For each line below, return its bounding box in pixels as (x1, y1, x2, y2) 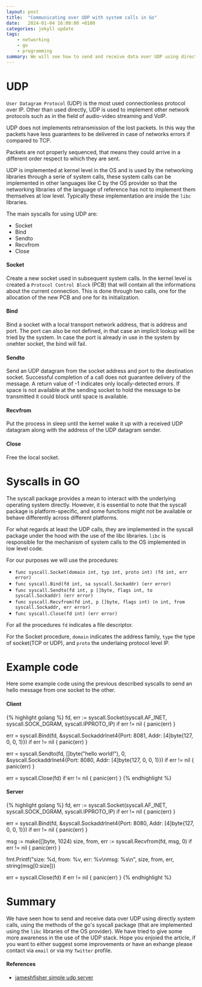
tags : (6, 31, 20, 37)
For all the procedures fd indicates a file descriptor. (6, 621, 133, 628)
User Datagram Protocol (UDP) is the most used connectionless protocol (6, 99, 186, 107)
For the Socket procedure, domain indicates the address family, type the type (6, 633, 195, 640)
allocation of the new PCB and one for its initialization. (6, 293, 140, 301)
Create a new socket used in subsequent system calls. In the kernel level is (6, 275, 192, 282)
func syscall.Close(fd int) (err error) (14, 611, 118, 617)
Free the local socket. (6, 453, 60, 461)
